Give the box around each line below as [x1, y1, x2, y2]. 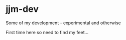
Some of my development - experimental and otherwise [6, 20, 121, 26]
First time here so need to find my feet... [6, 29, 89, 35]
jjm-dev [6, 3, 39, 15]
